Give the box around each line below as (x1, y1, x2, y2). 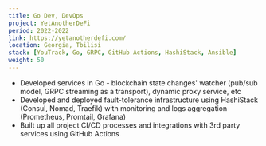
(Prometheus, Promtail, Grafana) (19, 112, 126, 121)
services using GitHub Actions (19, 128, 119, 138)
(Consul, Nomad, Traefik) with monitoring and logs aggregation (19, 103, 228, 112)
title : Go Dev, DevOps (8, 11, 84, 20)
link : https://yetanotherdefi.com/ (8, 34, 127, 42)
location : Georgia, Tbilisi (8, 41, 102, 49)
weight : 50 (8, 57, 45, 65)
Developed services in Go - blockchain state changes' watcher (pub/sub (19, 77, 258, 88)
